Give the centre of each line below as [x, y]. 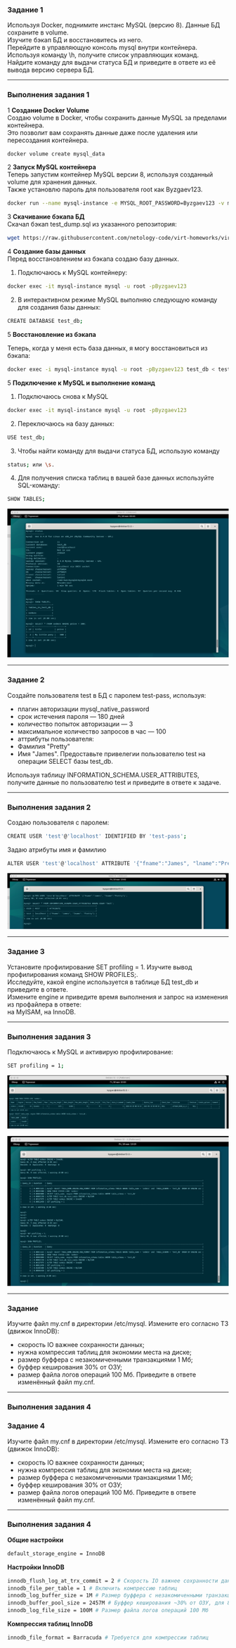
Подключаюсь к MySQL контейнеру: [72, 273]
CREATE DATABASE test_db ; [45, 321]
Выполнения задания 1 [48, 95]
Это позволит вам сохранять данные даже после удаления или [103, 132]
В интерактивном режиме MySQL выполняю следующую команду [117, 300]
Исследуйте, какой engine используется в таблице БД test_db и [103, 982]
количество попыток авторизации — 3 [75, 724]
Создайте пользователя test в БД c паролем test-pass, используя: [107, 695]
